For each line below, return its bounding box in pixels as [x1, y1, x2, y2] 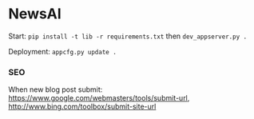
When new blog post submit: [8, 85, 103, 94]
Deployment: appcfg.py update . [8, 46, 117, 56]
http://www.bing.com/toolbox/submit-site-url [8, 101, 157, 112]
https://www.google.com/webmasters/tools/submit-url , [8, 93, 190, 103]
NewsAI [8, 5, 62, 23]
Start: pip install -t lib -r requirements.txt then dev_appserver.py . [8, 31, 248, 41]
